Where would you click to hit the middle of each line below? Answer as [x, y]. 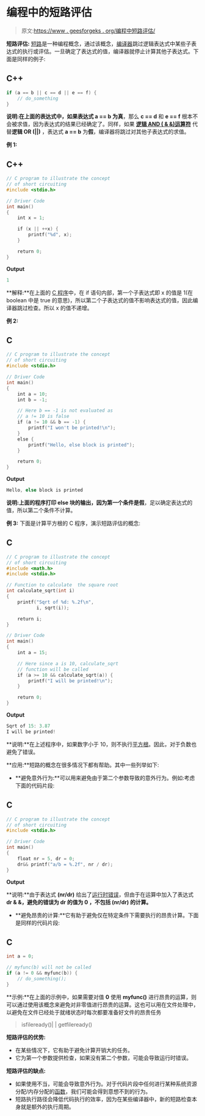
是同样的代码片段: [37, 923]
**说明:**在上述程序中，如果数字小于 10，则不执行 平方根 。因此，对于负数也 [102, 744]
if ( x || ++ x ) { [38, 229]
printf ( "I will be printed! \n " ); [71, 681]
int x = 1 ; [31, 218]
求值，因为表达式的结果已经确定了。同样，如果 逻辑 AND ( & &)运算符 [104, 124]
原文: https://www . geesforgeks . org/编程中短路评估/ [88, 31]
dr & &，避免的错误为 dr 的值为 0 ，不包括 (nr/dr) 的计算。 [79, 902]
